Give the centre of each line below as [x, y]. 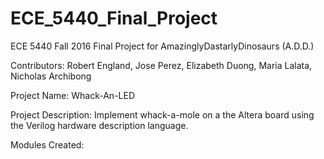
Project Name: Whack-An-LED [73, 95]
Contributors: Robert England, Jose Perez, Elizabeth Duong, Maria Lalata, [161, 65]
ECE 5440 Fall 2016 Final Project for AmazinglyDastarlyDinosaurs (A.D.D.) [162, 46]
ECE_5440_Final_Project [114, 18]
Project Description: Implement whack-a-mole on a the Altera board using [162, 114]
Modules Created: [47, 144]
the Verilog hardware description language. [99, 125]
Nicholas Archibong [51, 76]
